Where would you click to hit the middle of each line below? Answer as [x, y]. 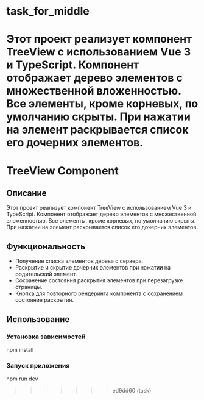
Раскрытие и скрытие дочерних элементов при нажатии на [93, 268]
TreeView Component [62, 170]
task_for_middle [48, 11]
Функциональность [46, 246]
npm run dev [22, 379]
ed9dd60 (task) [132, 391]
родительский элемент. [46, 274]
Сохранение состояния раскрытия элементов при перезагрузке [99, 280]
